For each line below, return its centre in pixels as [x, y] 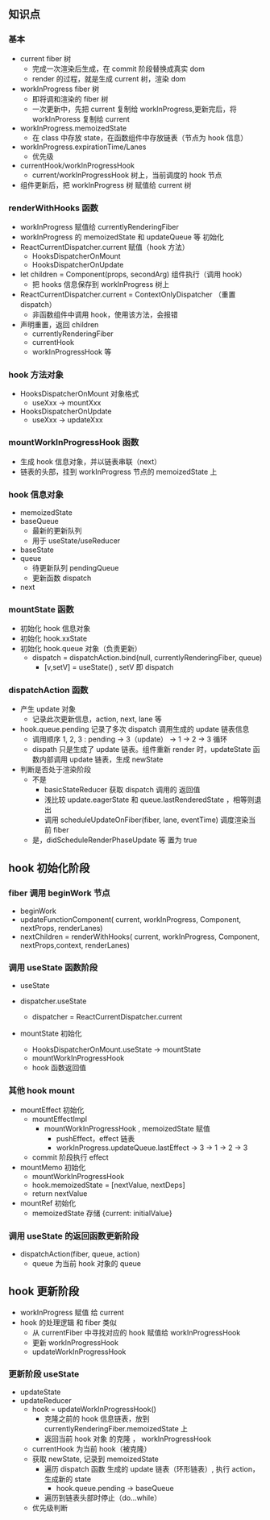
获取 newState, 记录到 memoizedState [96, 1459]
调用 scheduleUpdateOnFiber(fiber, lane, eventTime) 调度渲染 [146, 820]
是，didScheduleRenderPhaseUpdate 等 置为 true [114, 840]
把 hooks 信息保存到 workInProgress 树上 [101, 284]
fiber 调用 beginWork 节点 [59, 893]
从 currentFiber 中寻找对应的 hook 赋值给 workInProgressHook [136, 1332]
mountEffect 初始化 [52, 1110]
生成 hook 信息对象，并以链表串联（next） [91, 461]
